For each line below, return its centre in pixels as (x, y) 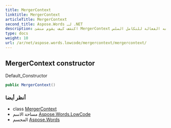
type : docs (17, 33)
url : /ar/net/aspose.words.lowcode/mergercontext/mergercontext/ (76, 43)
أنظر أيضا (16, 98)
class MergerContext (35, 109)
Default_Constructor (26, 75)
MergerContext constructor (50, 63)
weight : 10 (17, 38)
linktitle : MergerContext (33, 15)
